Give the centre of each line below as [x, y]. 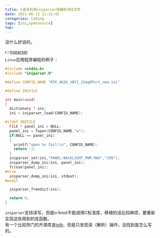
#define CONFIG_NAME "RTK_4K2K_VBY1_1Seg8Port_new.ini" [62, 82]
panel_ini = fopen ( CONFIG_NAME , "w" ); [47, 131]
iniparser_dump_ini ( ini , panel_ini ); [47, 163]
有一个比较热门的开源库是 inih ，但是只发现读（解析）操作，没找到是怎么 [76, 225]
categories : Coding [25, 18]
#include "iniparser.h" [29, 73]
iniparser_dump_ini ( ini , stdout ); [44, 176]
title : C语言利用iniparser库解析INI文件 [43, 9]
